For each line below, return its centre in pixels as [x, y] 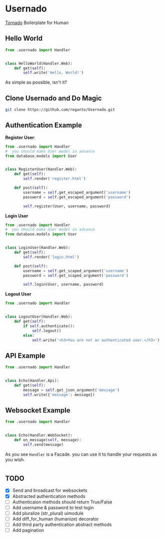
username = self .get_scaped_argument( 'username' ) [76, 271]
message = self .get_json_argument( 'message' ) [71, 390]
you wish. [15, 459]
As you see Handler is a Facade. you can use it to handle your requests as [81, 454]
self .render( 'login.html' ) [51, 257]
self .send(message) [43, 445]
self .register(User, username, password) [67, 206]
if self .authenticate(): [49, 326]
